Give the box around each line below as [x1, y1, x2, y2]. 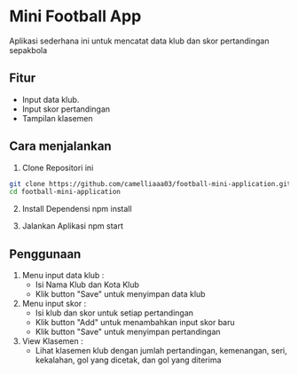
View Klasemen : [21, 336, 84, 347]
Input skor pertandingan [21, 104, 111, 114]
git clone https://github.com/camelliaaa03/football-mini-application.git [9, 179, 292, 188]
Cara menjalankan [9, 139, 113, 154]
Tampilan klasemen [21, 113, 93, 123]
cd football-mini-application [9, 188, 122, 197]
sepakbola [9, 44, 48, 55]
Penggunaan [9, 246, 82, 261]
